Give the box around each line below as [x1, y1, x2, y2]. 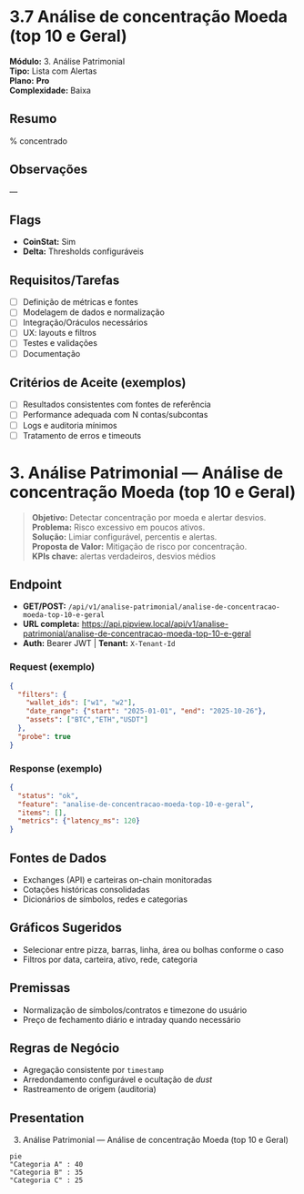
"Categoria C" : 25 [9, 1176, 84, 1185]
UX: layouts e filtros [22, 328, 97, 339]
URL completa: [22, 619, 80, 630]
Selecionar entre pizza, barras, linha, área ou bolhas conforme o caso [22, 944, 284, 955]
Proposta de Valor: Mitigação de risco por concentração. [31, 541, 248, 551]
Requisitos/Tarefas [9, 272, 120, 288]
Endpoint [9, 576, 62, 592]
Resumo [9, 111, 57, 126]
